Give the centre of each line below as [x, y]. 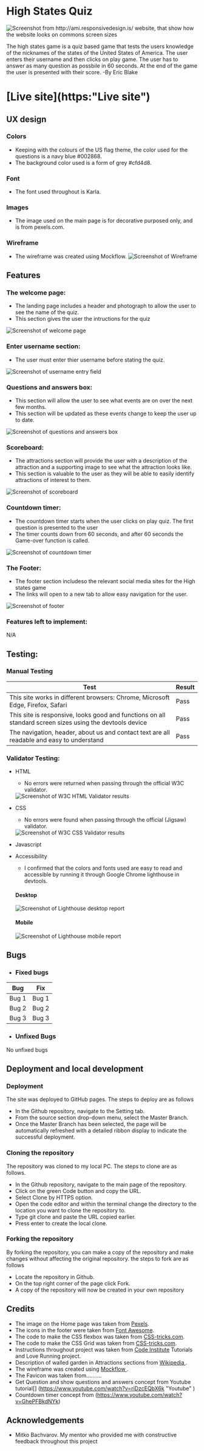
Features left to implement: [47, 621]
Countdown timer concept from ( [56, 1394]
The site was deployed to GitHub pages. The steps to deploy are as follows [100, 1099]
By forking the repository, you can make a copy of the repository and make [100, 1252]
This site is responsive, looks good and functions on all [87, 715]
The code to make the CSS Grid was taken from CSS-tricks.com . [96, 1343]
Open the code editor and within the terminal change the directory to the [106, 1204]
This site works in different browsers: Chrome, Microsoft [90, 697]
